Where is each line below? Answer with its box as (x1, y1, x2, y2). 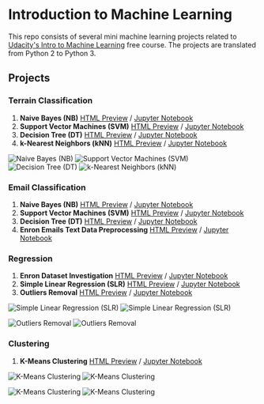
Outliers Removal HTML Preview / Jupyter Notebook (19, 288, 193, 297)
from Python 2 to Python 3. (8, 48, 96, 58)
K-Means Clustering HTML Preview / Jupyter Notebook (19, 356, 203, 365)
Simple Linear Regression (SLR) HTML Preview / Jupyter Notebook (19, 279, 241, 289)
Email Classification (8, 182, 86, 193)
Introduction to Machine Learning (8, 6, 233, 24)
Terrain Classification (8, 95, 93, 106)
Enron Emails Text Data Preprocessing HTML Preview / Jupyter (19, 225, 229, 234)
